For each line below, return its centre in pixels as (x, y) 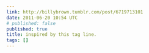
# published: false (31, 23)
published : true (27, 29)
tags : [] (17, 40)
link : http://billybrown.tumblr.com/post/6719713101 (75, 12)
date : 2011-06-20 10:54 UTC (42, 18)
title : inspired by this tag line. (52, 35)
